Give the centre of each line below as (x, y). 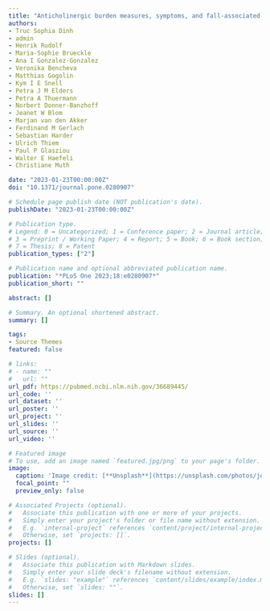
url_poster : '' (34, 409)
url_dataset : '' (35, 402)
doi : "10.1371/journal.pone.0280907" (72, 188)
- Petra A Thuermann (43, 98)
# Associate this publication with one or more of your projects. (125, 513)
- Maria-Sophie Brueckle (50, 53)
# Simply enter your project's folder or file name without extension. (135, 520)
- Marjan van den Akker (48, 121)
